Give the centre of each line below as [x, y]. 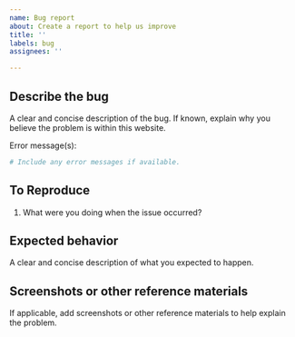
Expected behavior [64, 241]
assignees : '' [36, 52]
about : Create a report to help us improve [93, 26]
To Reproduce [50, 190]
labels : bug [32, 43]
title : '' [28, 35]
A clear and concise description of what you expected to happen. [132, 263]
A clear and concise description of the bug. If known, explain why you [140, 118]
